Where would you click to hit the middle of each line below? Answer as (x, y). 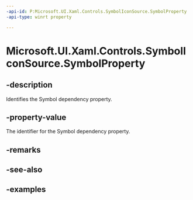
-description (29, 85)
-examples (26, 190)
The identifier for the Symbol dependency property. (68, 132)
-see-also (24, 170)
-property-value (36, 117)
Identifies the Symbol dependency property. (59, 99)
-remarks (23, 150)
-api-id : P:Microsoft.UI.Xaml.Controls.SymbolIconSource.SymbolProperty (96, 11)
